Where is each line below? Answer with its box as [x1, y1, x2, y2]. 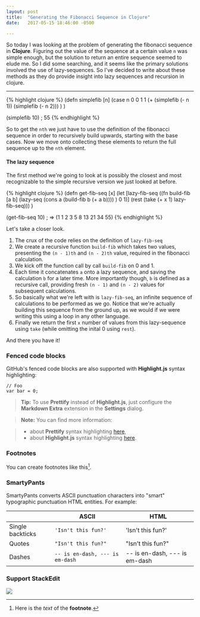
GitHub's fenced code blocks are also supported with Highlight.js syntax [6, 365, 186, 372]
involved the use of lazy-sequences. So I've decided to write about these [6, 67, 186, 74]
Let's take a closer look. [6, 225, 65, 232]
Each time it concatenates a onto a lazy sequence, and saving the [14, 268, 176, 275]
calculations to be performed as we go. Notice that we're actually [14, 300, 176, 307]
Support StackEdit [6, 575, 61, 583]
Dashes [9, 553, 31, 561]
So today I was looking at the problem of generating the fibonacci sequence [6, 41, 192, 48]
